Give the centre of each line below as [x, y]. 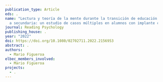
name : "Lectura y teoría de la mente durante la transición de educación [81, 18]
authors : [14, 50]
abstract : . [17, 45]
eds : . [12, 14]
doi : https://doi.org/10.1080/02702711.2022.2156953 [59, 41]
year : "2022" [18, 37]
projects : [15, 68]
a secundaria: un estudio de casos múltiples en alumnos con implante [82, 23]
